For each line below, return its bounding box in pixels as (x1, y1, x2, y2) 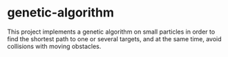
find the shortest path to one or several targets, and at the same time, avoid (7, 34, 222, 43)
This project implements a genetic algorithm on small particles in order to (7, 27, 216, 36)
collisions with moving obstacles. (7, 42, 102, 50)
